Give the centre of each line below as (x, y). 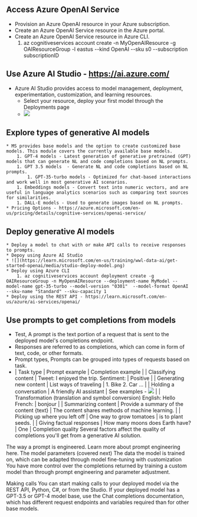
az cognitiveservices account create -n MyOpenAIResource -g (99, 43)
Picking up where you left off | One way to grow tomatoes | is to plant (99, 417)
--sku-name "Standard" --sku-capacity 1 (57, 292)
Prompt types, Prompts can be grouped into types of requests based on (102, 359)
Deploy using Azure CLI (40, 271)
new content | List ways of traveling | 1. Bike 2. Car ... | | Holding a (95, 385)
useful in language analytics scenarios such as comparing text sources (97, 193)
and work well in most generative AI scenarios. (67, 183)
